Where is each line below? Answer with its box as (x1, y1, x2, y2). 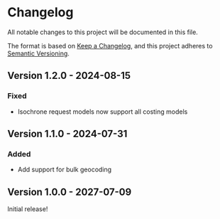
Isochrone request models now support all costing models (17, 107, 188, 116)
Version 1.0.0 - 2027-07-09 (7, 186, 132, 198)
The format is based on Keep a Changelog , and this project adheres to (7, 41, 213, 50)
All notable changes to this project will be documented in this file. (7, 28, 199, 36)
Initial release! (7, 205, 48, 213)
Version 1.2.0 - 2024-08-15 (7, 70, 131, 82)
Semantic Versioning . (7, 49, 70, 58)
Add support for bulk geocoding (17, 165, 112, 174)
